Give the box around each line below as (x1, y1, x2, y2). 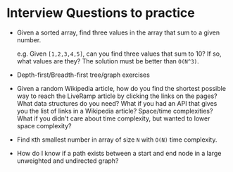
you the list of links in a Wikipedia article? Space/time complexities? (16, 106, 213, 115)
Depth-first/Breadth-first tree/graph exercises (16, 70, 151, 79)
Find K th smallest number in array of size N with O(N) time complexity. (16, 135, 218, 144)
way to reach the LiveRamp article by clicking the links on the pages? (16, 92, 218, 100)
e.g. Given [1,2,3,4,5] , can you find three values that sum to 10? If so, (16, 49, 222, 58)
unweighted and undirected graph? (16, 156, 119, 165)
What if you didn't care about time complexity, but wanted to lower (16, 114, 210, 123)
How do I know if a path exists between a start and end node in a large (16, 149, 222, 157)
